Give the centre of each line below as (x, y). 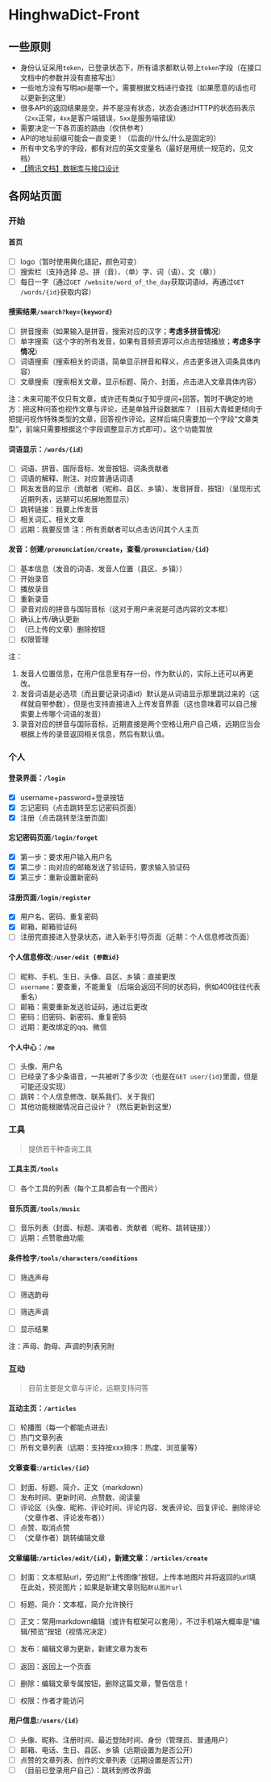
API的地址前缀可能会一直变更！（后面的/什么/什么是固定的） (120, 138)
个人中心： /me (31, 1047)
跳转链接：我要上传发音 (59, 509)
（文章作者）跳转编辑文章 (63, 1538)
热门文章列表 (41, 1438)
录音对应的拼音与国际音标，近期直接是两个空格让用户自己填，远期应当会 (140, 724)
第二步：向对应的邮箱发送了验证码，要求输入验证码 (105, 867)
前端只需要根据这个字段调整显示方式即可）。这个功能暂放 (119, 429)
